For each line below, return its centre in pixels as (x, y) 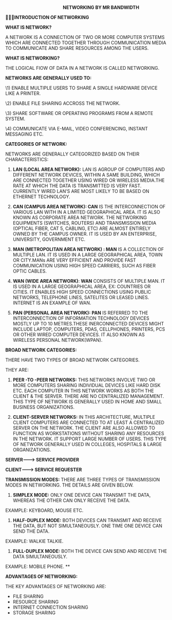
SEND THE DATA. (31, 531)
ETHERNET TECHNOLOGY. (41, 197)
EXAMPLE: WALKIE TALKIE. (34, 541)
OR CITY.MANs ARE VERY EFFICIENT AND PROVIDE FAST (74, 260)
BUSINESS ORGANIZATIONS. (44, 407)
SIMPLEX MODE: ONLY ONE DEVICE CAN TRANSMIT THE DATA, (82, 495)
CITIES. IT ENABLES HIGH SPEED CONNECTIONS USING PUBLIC (82, 292)
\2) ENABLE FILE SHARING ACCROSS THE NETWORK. (63, 103)
